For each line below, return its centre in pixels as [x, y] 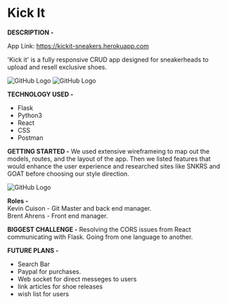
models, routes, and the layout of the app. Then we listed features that [109, 159]
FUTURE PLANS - [33, 250]
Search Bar [34, 264]
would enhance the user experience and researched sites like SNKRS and [114, 166]
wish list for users [43, 293]
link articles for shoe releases [60, 286]
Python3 [30, 115]
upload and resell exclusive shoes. [57, 67]
